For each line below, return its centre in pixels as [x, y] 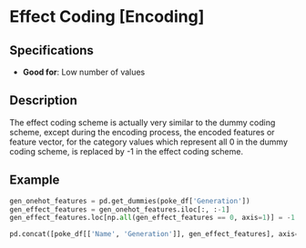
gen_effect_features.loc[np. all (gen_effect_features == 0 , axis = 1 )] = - [150, 218]
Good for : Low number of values [84, 72]
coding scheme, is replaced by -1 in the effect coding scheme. [127, 151]
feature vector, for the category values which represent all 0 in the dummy [149, 142]
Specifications [51, 50]
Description [43, 100]
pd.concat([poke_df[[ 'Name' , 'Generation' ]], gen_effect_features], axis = [154, 234]
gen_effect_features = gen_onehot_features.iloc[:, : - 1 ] [120, 209]
